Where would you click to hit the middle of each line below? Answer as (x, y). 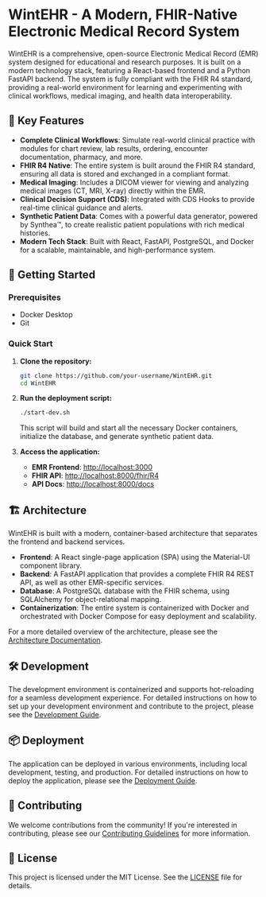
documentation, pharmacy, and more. (81, 157)
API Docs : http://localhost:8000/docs (93, 484)
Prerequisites (35, 297)
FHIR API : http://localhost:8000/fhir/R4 (95, 476)
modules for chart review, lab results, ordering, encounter (114, 148)
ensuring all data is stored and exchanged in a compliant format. (125, 173)
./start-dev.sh (45, 413)
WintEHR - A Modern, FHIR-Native (123, 15)
